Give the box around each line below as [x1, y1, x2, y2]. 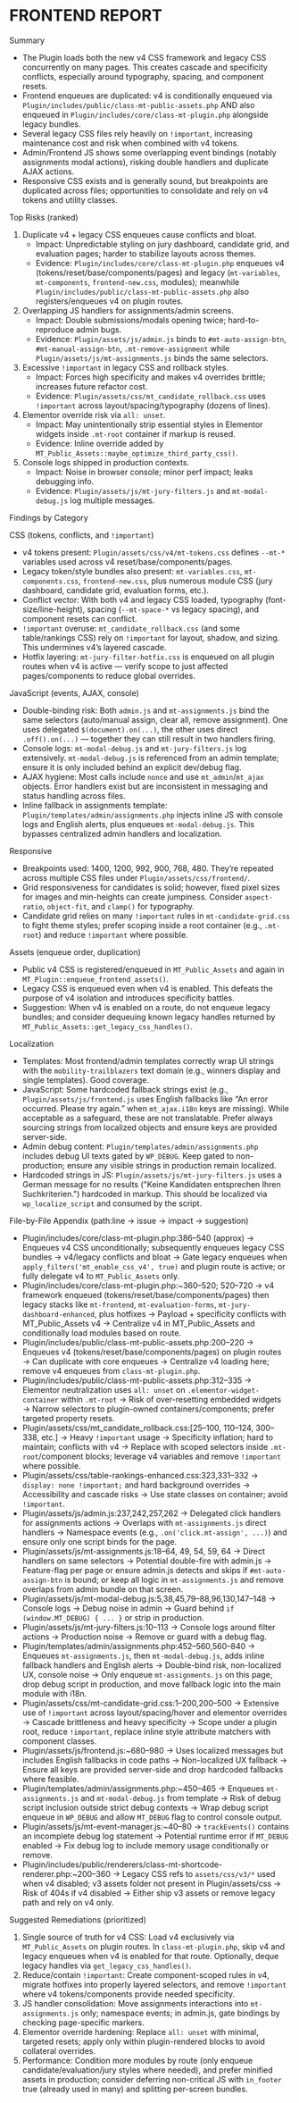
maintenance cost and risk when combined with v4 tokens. [21, 138, 239, 148]
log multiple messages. [70, 495, 155, 506]
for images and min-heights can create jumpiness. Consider [21, 891, 243, 902]
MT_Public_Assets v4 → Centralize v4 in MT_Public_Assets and [21, 1318, 256, 1328]
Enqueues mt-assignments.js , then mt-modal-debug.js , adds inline [21, 1650, 265, 1661]
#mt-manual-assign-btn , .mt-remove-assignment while [35, 343, 230, 354]
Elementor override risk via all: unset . [21, 409, 166, 420]
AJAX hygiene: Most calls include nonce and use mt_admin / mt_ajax [21, 771, 265, 782]
